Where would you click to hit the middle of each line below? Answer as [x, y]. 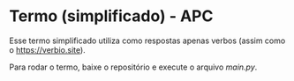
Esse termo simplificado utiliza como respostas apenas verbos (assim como [147, 40]
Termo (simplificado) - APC [111, 16]
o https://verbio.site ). [47, 49]
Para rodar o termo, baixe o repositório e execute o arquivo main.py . [133, 67]
